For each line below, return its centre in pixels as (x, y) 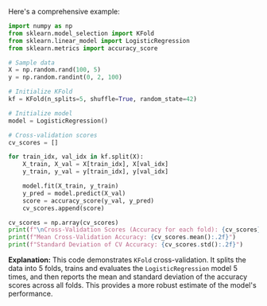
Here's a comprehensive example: (64, 12)
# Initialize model (41, 113)
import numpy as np (41, 26)
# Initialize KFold (41, 92)
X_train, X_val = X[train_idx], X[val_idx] (96, 165)
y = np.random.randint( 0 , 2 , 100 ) (66, 77)
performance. (31, 294)
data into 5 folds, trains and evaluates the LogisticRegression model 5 (123, 268)
